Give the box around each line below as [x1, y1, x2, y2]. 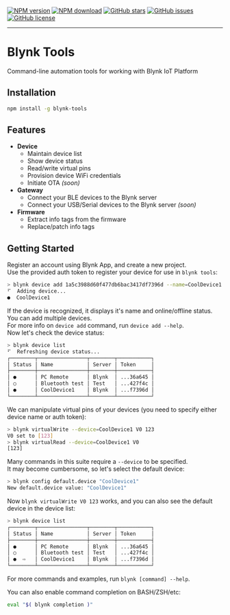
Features [7, 124, 46, 136]
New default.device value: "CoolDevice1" [7, 484, 127, 491]
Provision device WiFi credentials [27, 172, 121, 180]
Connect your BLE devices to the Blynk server [27, 193, 157, 202]
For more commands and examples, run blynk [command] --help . [7, 574, 190, 583]
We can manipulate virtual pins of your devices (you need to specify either [7, 405, 217, 414]
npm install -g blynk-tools [7, 105, 88, 112]
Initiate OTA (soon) [27, 179, 80, 187]
